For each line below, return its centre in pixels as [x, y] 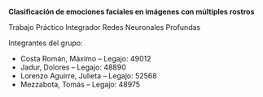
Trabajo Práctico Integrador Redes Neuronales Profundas [105, 27]
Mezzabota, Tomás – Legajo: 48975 [80, 84]
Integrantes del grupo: [46, 43]
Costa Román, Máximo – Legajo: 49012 [85, 59]
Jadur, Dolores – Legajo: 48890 [73, 67]
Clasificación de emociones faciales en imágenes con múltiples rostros [131, 12]
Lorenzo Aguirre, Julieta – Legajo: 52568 [88, 76]
